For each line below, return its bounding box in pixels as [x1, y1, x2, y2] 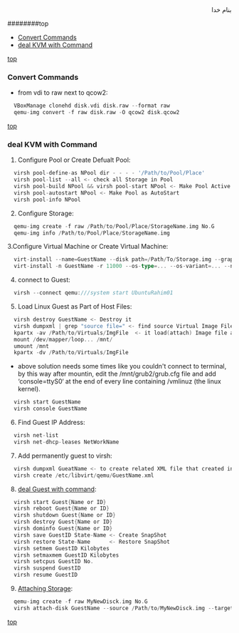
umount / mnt [14, 342, 50, 350]
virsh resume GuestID [14, 572, 78, 579]
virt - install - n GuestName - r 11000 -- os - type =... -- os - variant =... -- [14, 262, 231, 270]
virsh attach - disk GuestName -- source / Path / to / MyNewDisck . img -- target [14, 604, 234, 612]
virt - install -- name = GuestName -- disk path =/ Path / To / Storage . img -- [14, 256, 221, 263]
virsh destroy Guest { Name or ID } [14, 518, 113, 525]
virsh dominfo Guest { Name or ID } [14, 525, 113, 532]
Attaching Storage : [17, 585, 73, 593]
